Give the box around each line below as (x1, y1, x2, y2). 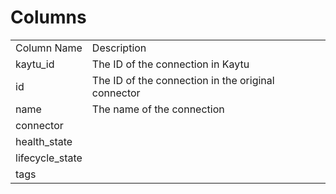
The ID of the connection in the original (91, 73, 275, 87)
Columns (10, 6, 87, 29)
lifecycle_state (15, 151, 83, 165)
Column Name (15, 41, 83, 55)
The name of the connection (91, 102, 225, 116)
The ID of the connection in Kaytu (91, 57, 250, 71)
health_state (15, 134, 73, 148)
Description (91, 41, 147, 55)
